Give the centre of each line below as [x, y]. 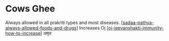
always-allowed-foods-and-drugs [41, 27]
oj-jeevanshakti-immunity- [136, 27]
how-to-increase [23, 33]
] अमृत [46, 33]
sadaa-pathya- [138, 22]
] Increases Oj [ [92, 27]
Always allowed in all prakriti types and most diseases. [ [64, 22]
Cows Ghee [30, 9]
